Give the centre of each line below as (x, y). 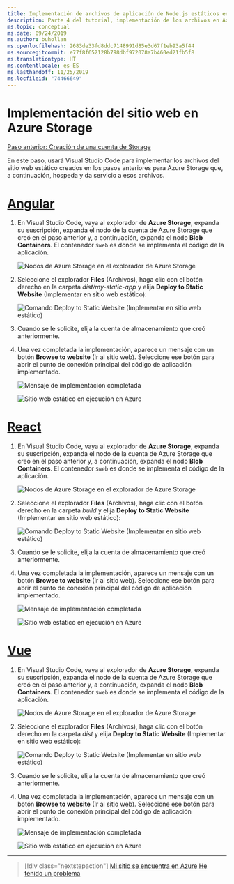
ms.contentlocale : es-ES (43, 66)
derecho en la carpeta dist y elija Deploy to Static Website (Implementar (122, 734)
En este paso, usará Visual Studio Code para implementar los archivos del (113, 160)
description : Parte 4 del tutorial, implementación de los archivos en (113, 20)
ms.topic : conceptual (39, 26)
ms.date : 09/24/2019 (37, 33)
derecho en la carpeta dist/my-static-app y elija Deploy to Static (110, 287)
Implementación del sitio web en (103, 113)
